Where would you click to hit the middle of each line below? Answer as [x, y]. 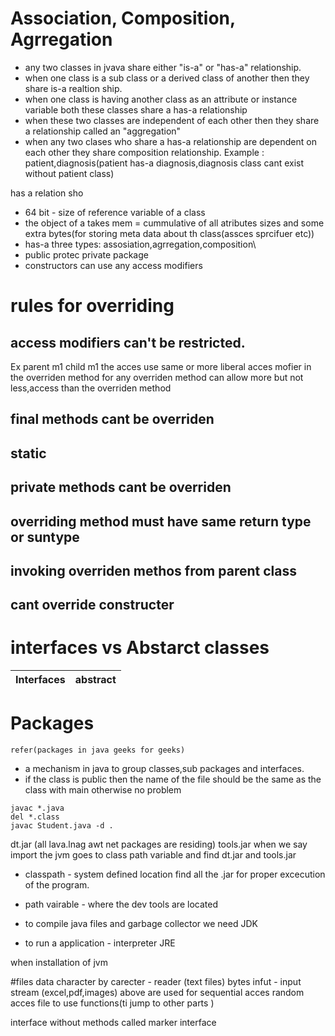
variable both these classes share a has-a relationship [136, 109]
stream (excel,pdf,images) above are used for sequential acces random [157, 993]
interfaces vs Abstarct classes [140, 648]
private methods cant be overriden [121, 487]
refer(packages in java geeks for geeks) [98, 750]
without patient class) [69, 173]
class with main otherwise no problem [103, 790]
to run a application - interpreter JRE [100, 943]
